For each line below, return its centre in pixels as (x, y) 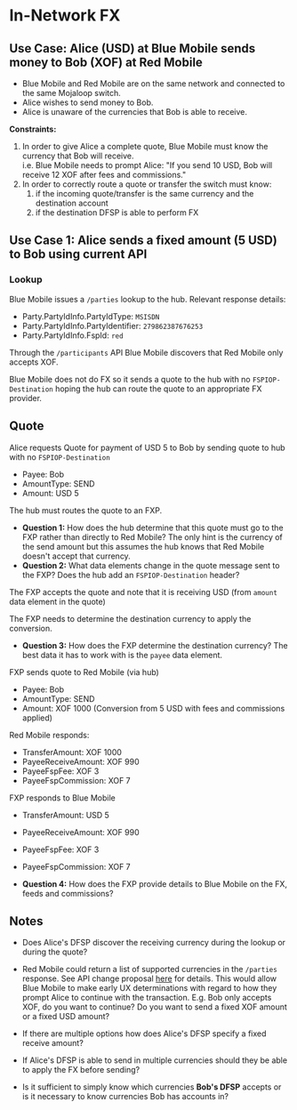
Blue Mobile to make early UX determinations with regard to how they (149, 988)
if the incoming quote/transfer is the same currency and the (144, 193)
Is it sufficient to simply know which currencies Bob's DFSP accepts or (152, 1087)
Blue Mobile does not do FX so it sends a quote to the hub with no (130, 379)
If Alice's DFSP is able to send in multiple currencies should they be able (154, 1060)
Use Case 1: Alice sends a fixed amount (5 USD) (143, 241)
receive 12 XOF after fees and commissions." (104, 175)
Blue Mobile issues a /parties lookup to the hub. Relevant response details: (148, 299)
